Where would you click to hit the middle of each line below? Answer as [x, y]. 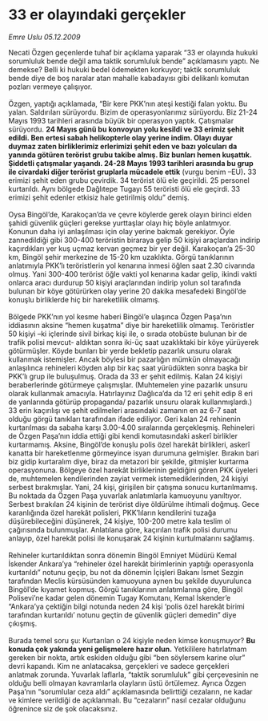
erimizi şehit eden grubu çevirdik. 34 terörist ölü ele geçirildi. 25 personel [129, 180]
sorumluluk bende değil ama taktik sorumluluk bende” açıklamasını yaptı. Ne [134, 61]
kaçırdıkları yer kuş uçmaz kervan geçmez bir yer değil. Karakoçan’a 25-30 [132, 248]
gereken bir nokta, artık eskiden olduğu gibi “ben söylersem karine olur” [127, 657]
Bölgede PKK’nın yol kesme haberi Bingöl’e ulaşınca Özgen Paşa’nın [120, 316]
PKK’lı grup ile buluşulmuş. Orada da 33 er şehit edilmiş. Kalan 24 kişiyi [125, 376]
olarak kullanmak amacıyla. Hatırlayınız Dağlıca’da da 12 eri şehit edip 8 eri [131, 393]
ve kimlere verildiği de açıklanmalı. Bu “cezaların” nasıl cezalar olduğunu [127, 700]
